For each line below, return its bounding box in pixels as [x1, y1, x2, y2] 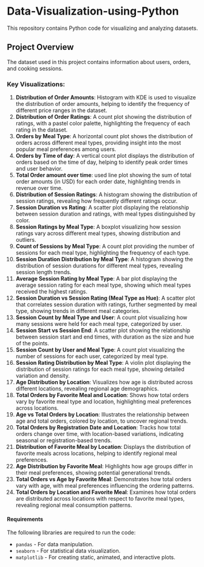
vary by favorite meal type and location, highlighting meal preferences [15, 398, 192, 406]
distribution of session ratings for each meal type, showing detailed [15, 365, 185, 373]
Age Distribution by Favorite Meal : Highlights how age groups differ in [15, 463, 193, 470]
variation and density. [15, 372, 70, 379]
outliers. [15, 236, 36, 244]
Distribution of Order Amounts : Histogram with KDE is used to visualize [15, 94, 196, 101]
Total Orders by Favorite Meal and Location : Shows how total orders [15, 392, 189, 399]
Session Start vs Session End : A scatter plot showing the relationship [15, 327, 191, 334]
